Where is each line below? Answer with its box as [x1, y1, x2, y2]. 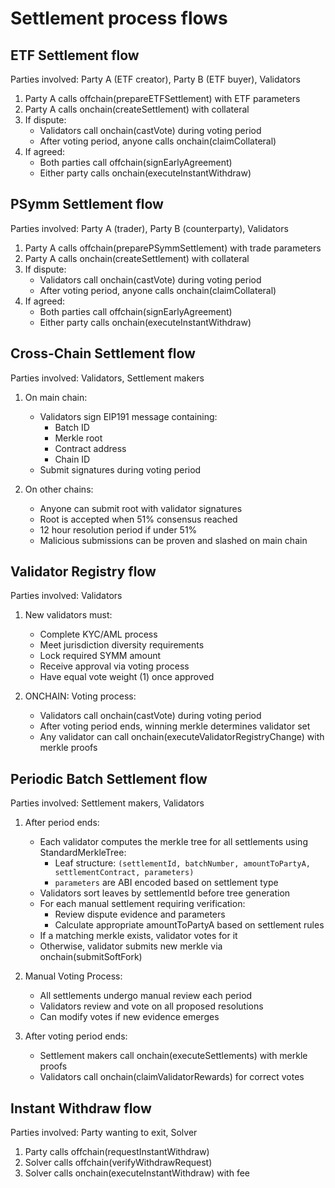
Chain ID [54, 453, 91, 465]
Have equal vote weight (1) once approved [39, 671, 215, 683]
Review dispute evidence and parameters [54, 908, 226, 921]
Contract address [54, 442, 127, 454]
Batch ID [54, 421, 90, 433]
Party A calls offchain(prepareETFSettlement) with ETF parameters [24, 93, 301, 104]
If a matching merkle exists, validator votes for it [39, 930, 238, 942]
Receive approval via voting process [39, 660, 190, 672]
